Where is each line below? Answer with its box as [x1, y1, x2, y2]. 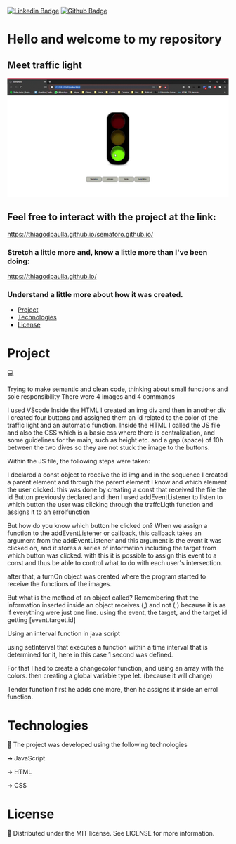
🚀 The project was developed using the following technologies [7, 741, 188, 749]
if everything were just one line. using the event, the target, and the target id [7, 608, 228, 617]
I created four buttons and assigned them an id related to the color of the [7, 414, 218, 422]
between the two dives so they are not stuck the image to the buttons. [7, 443, 210, 452]
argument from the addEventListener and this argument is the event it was [7, 536, 222, 545]
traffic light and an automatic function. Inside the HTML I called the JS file [7, 421, 221, 430]
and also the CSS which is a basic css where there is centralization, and [7, 428, 216, 437]
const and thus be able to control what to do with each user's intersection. [7, 559, 223, 567]
